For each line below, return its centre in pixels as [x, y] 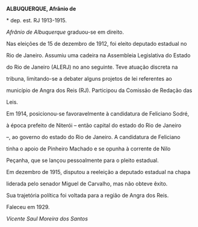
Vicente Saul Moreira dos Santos [47, 219]
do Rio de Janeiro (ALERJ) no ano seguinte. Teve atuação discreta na [92, 67]
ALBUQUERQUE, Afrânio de [41, 9]
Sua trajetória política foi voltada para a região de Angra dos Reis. [88, 195]
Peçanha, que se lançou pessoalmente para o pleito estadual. [82, 160]
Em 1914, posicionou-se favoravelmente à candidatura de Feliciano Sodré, [98, 113]
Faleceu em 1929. [28, 207]
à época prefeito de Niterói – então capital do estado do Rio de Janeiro [94, 125]
